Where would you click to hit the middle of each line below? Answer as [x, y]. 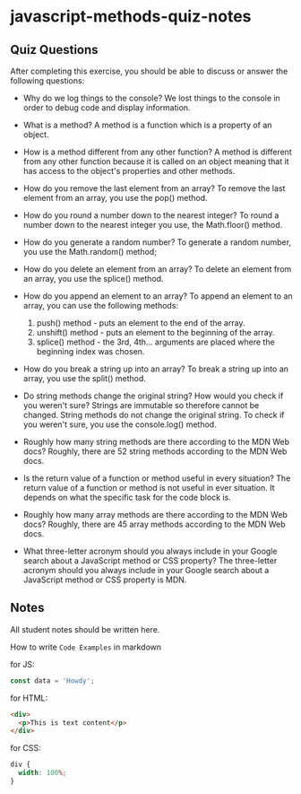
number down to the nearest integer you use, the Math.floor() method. [153, 225]
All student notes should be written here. [85, 629]
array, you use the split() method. [84, 378]
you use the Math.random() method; [90, 252]
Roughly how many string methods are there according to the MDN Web [156, 442]
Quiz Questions [54, 50]
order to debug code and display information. [107, 108]
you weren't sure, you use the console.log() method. [120, 424]
